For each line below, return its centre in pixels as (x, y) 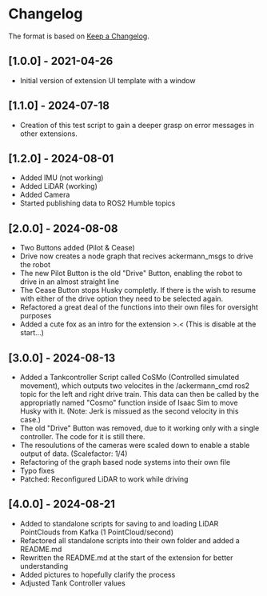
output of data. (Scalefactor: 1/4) (74, 454)
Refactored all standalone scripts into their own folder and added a (130, 540)
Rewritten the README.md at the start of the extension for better (126, 558)
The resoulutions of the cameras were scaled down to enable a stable (135, 445)
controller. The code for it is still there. (82, 436)
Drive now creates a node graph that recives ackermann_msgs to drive (136, 256)
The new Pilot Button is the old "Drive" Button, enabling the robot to (131, 274)
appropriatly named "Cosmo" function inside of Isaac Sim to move (129, 402)
